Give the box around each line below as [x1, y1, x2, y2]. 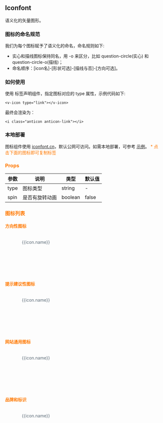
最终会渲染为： [5, 110, 35, 115]
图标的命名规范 [5, 31, 40, 38]
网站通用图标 [5, 339, 31, 345]
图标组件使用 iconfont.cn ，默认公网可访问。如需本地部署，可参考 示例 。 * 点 [5, 143, 159, 149]
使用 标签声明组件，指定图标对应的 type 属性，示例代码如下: [5, 91, 126, 96]
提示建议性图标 [5, 281, 35, 287]
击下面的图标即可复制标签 [5, 150, 56, 155]
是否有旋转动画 [22, 194, 57, 201]
